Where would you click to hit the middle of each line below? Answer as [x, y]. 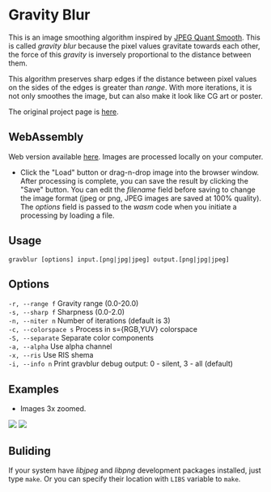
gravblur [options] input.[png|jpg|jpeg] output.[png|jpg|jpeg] [119, 259]
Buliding [30, 451]
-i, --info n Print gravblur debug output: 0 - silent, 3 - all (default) [121, 364]
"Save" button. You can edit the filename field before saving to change [138, 189]
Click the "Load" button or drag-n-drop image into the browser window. [140, 172]
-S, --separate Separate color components [81, 338]
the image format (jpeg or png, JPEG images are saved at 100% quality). [140, 198]
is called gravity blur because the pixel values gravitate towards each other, [134, 45]
